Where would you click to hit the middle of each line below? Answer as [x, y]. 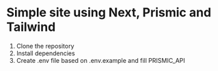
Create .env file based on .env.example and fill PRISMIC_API [100, 60]
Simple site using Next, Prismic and [109, 13]
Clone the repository [45, 46]
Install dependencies [46, 53]
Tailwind [31, 27]
